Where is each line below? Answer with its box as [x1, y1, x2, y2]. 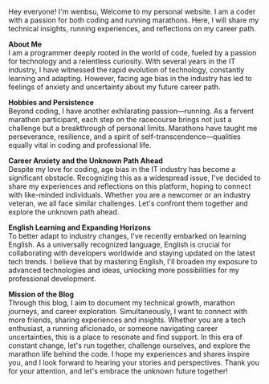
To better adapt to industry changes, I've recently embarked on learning [8, 231, 247, 240]
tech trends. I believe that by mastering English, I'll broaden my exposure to [8, 257, 258, 266]
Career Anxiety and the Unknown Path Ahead [8, 156, 163, 165]
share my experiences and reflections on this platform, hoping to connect [8, 182, 251, 191]
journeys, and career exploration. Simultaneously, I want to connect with [8, 307, 247, 316]
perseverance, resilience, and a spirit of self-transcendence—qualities [8, 132, 241, 141]
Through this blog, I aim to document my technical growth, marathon [8, 298, 235, 308]
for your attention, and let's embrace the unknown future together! [8, 366, 228, 376]
